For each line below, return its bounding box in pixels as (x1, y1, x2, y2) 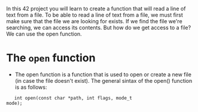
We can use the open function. (6, 30, 82, 38)
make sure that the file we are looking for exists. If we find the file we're (6, 18, 182, 24)
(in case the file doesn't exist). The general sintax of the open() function (14, 77, 193, 84)
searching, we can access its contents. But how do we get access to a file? (6, 24, 191, 31)
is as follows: (14, 83, 47, 91)
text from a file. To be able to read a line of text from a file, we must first (6, 11, 184, 18)
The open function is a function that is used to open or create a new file (14, 71, 191, 78)
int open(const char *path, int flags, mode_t (14, 95, 133, 101)
